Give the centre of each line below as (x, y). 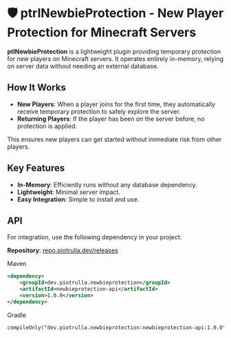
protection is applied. (47, 126)
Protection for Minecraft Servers (102, 33)
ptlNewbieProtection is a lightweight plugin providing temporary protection (114, 51)
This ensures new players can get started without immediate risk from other (114, 139)
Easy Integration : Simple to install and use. (78, 199)
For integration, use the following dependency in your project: (95, 237)
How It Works (37, 87)
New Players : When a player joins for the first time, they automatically (116, 104)
